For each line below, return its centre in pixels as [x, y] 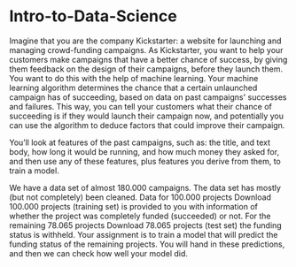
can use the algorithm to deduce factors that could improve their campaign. [147, 125]
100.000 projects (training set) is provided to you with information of [134, 206]
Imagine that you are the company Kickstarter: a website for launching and [145, 41]
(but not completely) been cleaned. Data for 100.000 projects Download [140, 197]
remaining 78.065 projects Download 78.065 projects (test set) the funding [145, 225]
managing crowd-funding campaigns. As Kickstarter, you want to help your [146, 50]
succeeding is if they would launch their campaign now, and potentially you [147, 116]
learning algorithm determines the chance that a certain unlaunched [133, 88]
